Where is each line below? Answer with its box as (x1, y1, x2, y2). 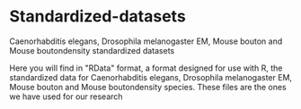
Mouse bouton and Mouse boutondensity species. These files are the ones (9, 81, 287, 92)
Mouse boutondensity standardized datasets (9, 45, 175, 55)
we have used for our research (9, 91, 123, 102)
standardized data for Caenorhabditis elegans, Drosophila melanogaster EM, (9, 71, 293, 82)
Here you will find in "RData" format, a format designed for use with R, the (9, 63, 283, 73)
